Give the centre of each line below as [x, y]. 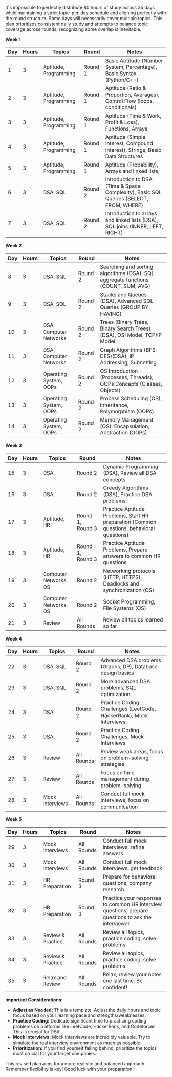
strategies [113, 764]
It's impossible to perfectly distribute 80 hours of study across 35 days [80, 7]
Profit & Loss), [122, 122]
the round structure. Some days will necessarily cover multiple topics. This [84, 18]
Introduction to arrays [131, 214]
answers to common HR [132, 556]
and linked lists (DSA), [132, 220]
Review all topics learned [133, 620]
